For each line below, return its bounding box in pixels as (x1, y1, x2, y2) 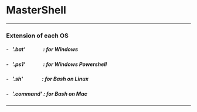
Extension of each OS (6, 32, 69, 40)
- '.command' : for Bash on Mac (6, 90, 88, 97)
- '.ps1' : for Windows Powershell (6, 61, 107, 68)
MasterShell (6, 3, 66, 17)
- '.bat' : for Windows (6, 46, 78, 53)
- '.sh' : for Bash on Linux (6, 75, 89, 82)
